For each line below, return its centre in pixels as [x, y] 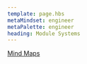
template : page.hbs [36, 14]
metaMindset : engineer [41, 20]
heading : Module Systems [44, 33]
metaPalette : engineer [41, 27]
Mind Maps [24, 53]
